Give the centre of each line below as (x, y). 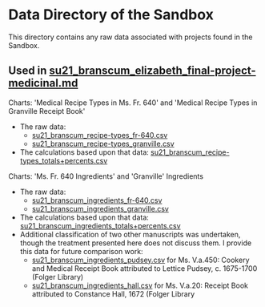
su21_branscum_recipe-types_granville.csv (103, 143)
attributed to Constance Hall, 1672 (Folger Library (113, 293)
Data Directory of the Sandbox (111, 15)
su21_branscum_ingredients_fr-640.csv (97, 200)
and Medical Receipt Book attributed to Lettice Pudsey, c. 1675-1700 (145, 268)
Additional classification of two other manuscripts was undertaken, (130, 234)
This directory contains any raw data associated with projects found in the (130, 37)
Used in (28, 71)
